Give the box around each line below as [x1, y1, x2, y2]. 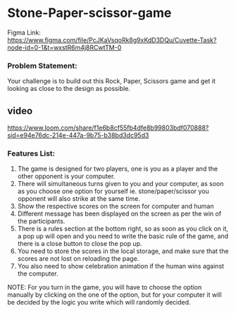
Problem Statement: [7, 61, 77, 70]
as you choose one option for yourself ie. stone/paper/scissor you [17, 187, 209, 195]
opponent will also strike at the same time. [17, 195, 141, 203]
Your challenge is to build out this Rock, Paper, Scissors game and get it [7, 77, 216, 85]
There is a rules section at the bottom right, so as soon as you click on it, [17, 224, 229, 233]
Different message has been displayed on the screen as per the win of [17, 209, 222, 218]
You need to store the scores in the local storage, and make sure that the [17, 247, 229, 255]
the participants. [17, 217, 66, 226]
